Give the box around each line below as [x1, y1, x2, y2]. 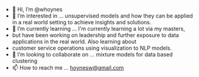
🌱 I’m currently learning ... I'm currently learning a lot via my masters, [12, 25, 186, 32]
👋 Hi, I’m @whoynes [12, 6, 63, 13]
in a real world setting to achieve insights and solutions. [12, 19, 152, 25]
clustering [12, 58, 38, 64]
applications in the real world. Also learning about [12, 38, 137, 45]
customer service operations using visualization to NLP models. [12, 44, 172, 52]
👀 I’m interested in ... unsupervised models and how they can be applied [12, 12, 194, 19]
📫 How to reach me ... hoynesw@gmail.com [12, 64, 124, 71]
